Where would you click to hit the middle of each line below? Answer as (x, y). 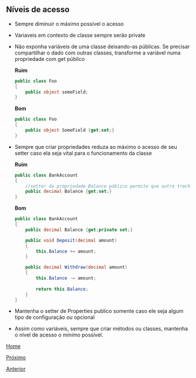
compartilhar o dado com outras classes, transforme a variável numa (97, 53)
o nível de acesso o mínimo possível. (59, 335)
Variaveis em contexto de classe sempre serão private (80, 35)
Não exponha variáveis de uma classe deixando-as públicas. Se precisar (102, 46)
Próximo (16, 357)
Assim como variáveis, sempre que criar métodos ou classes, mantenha (101, 329)
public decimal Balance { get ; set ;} (69, 192)
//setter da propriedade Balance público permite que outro (100, 186)
